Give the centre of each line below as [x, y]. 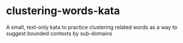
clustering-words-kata [63, 11]
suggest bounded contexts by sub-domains [59, 33]
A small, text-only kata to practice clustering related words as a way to [92, 27]
